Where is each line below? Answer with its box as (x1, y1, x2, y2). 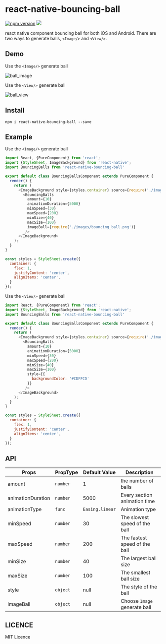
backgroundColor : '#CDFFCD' (31, 376, 90, 382)
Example (5, 132, 33, 141)
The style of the (121, 583, 157, 590)
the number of (121, 477, 154, 484)
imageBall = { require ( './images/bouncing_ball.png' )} (27, 224, 136, 229)
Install (5, 106, 25, 115)
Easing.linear (83, 507, 116, 512)
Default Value (83, 469, 116, 476)
